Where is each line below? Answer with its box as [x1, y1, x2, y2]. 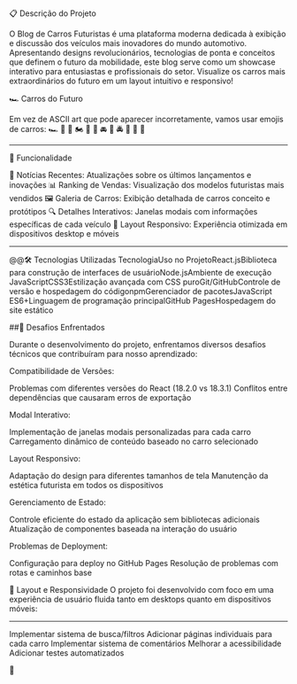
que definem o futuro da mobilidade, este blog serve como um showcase [9, 57, 276, 67]
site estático [9, 305, 54, 315]
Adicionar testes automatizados [9, 648, 125, 658]
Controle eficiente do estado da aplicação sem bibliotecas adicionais [9, 514, 261, 525]
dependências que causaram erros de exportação [9, 393, 192, 402]
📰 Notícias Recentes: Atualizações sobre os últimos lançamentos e [9, 170, 252, 180]
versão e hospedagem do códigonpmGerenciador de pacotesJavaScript [9, 286, 272, 296]
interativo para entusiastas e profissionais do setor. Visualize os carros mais [9, 66, 286, 76]
